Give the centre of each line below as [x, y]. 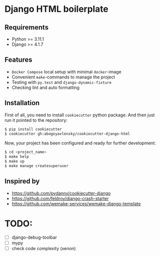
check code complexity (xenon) [44, 248]
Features [18, 60]
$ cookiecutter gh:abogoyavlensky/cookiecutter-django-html [67, 134]
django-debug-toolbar [34, 237]
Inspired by [22, 181]
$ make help [17, 157]
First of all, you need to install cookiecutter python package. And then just [80, 115]
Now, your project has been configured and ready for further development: [80, 143]
